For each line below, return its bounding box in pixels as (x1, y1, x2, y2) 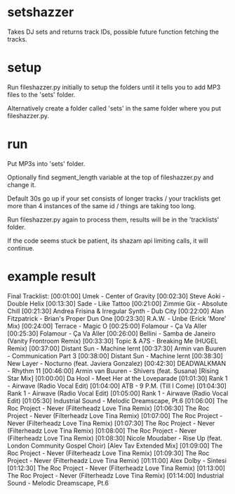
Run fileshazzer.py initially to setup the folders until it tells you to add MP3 (7, 82, 221, 91)
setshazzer (7, 4, 74, 20)
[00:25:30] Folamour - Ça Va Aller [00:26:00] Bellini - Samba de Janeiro (7, 329, 216, 338)
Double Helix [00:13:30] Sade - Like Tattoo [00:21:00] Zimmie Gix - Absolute (7, 299, 228, 308)
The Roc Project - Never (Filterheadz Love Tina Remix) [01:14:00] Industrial (7, 471, 224, 479)
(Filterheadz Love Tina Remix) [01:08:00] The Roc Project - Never (7, 426, 197, 435)
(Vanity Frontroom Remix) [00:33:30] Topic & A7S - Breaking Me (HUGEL (7, 336, 219, 345)
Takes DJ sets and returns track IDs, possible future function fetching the (7, 27, 220, 36)
